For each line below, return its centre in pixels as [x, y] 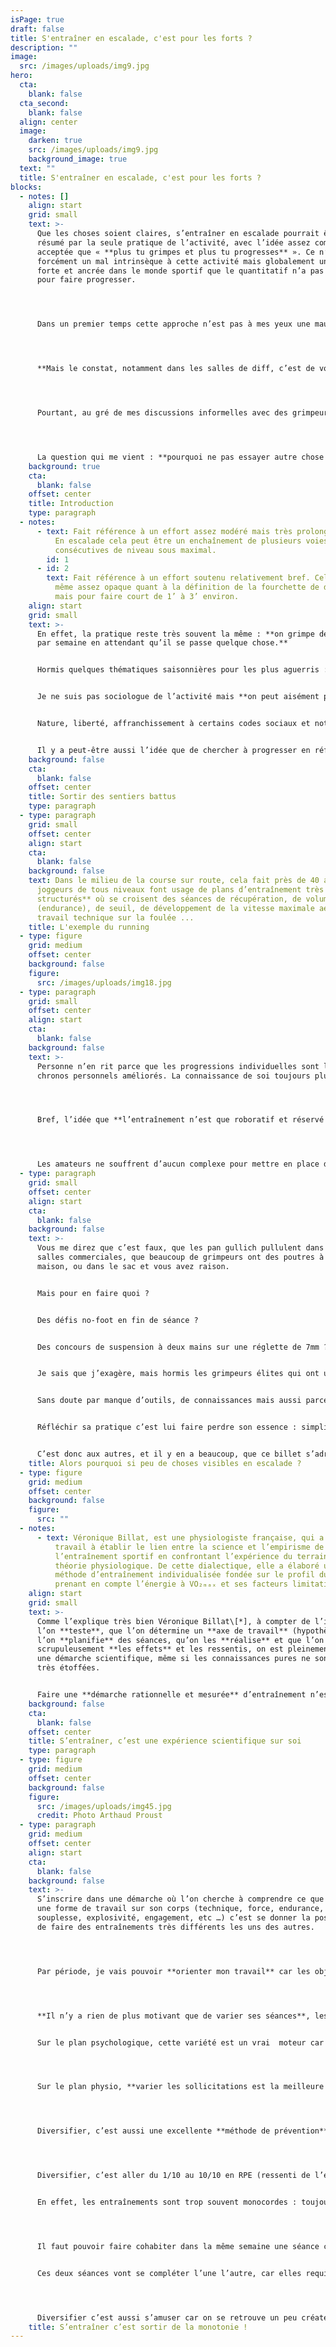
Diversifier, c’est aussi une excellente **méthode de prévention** [182, 2131]
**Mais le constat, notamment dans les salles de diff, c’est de [175, 369]
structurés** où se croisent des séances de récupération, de [169, 899]
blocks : [26, 187]
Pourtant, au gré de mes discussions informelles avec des [162, 413]
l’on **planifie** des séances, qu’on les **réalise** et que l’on [180, 1640]
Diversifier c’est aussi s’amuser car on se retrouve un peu [167, 2317]
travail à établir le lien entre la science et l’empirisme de [189, 1547]
